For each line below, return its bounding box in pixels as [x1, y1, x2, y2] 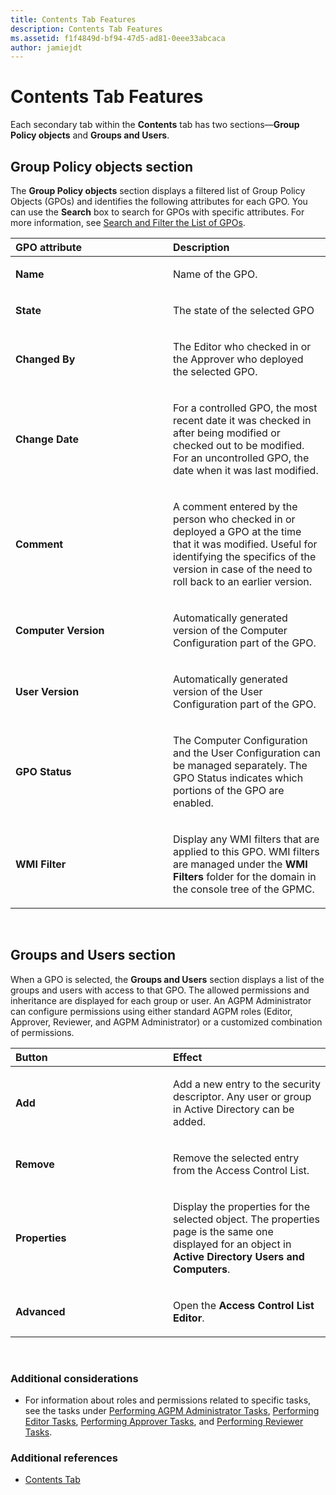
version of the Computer [173, 624, 288, 637]
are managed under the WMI [173, 857, 308, 871]
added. [173, 1114, 206, 1128]
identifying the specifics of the [173, 550, 317, 563]
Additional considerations [10, 1371, 139, 1385]
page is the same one [173, 1224, 274, 1238]
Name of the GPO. [173, 267, 258, 281]
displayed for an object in [173, 1237, 292, 1251]
